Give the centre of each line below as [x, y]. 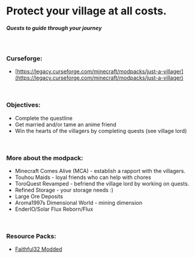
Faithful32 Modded [38, 249]
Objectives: [23, 105]
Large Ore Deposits [39, 196]
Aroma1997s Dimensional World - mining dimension [79, 203]
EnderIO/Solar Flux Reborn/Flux [54, 209]
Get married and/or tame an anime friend [66, 125]
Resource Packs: [31, 236]
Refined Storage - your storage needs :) [64, 190]
